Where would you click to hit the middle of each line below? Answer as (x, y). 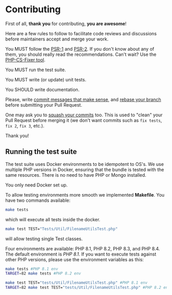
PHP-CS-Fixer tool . (25, 59)
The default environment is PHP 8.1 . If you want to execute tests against (81, 254)
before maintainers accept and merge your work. (57, 39)
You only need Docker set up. (37, 185)
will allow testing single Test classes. (44, 239)
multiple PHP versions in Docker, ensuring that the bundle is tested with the (85, 170)
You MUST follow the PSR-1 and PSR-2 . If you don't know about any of (80, 49)
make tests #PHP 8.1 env (32, 269)
